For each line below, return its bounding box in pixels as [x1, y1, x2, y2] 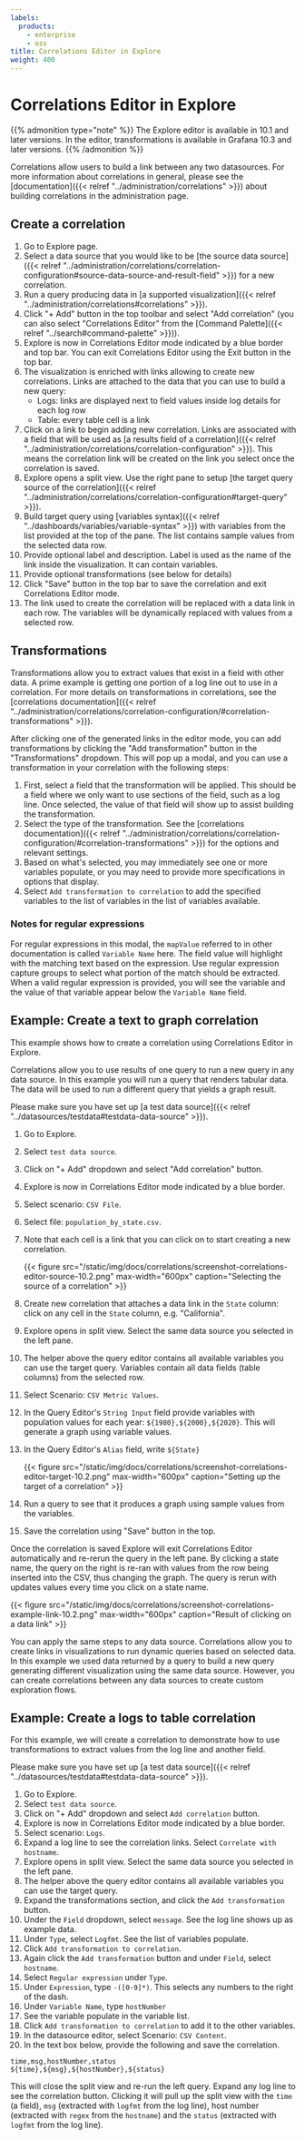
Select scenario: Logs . [23, 1828, 105, 1839]
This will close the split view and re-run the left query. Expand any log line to [10, 2081, 296, 2092]
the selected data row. [23, 539, 107, 550]
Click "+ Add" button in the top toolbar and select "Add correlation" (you [23, 308, 294, 319]
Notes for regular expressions [10, 917, 145, 930]
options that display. [23, 876, 100, 887]
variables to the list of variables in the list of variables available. [23, 895, 261, 906]
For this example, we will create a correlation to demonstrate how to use [10, 1734, 280, 1745]
